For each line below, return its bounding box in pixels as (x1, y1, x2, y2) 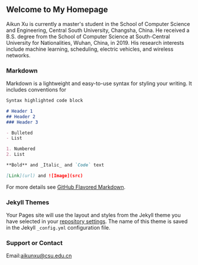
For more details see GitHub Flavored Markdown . (6, 183, 126, 191)
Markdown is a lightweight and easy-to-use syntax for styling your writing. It (6, 80, 192, 87)
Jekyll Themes (6, 198, 50, 206)
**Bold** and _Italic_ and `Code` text (6, 162, 105, 168)
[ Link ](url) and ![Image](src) (6, 172, 83, 179)
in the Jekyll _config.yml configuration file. (6, 224, 111, 231)
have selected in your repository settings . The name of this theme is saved (6, 218, 188, 225)
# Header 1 (6, 108, 33, 114)
